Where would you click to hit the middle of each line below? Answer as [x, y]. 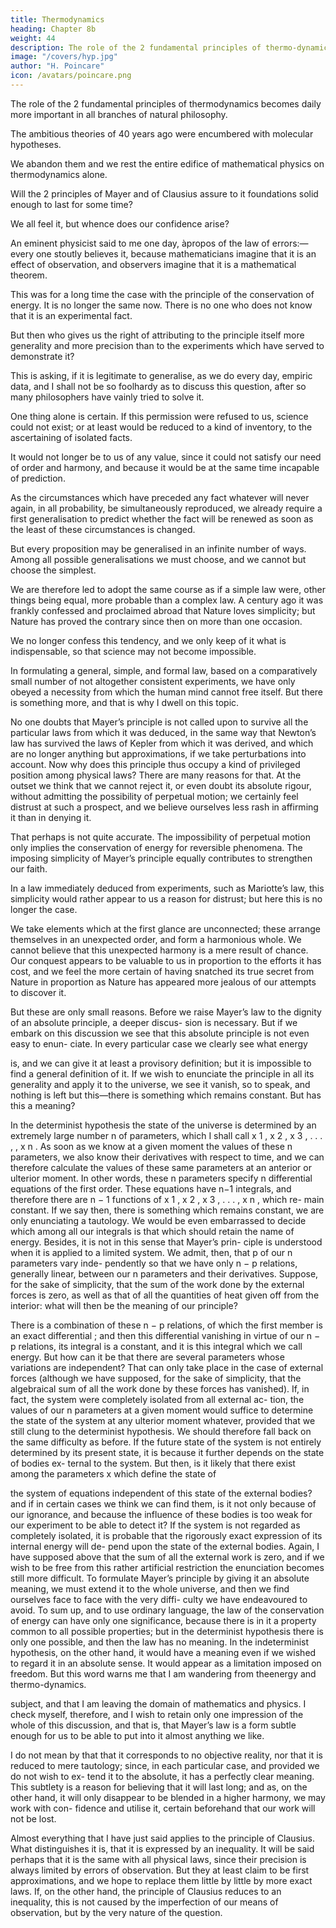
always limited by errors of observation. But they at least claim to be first [160, 1870]
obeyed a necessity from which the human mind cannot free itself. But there [167, 692]
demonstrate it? [42, 356]
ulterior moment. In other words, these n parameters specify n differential [161, 1178]
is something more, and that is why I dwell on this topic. [125, 702]
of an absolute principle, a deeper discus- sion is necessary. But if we [154, 1022]
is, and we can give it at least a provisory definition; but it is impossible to [161, 1063]
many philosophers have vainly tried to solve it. [107, 397]
